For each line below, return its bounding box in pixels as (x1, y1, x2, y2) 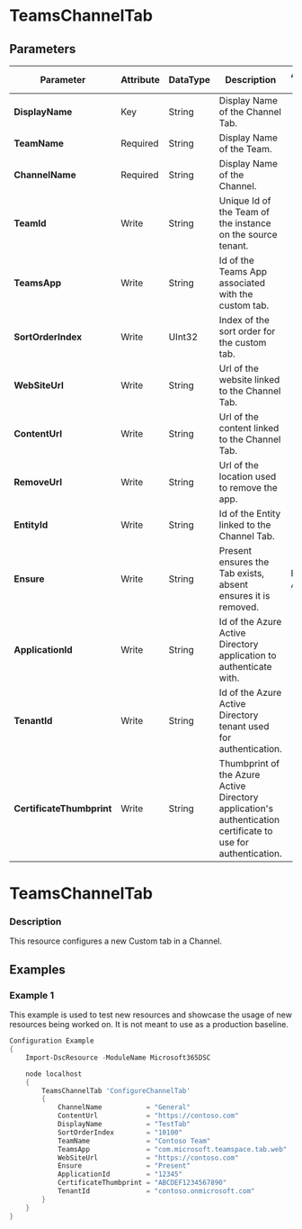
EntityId (13, 519, 49, 531)
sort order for (218, 325, 276, 338)
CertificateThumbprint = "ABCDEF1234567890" (57, 1179, 227, 1188)
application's (218, 802, 274, 815)
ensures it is (218, 590, 271, 601)
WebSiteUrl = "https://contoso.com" (57, 1153, 240, 1162)
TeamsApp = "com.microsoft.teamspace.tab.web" (57, 1144, 288, 1153)
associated (218, 276, 265, 289)
